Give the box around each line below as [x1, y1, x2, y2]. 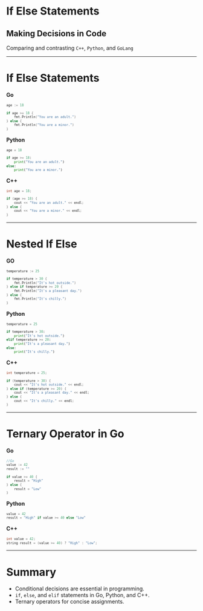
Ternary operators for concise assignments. [14, 598, 124, 606]
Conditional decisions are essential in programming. [14, 585, 145, 592]
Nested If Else [6, 237, 77, 250]
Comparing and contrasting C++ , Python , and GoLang [6, 44, 134, 51]
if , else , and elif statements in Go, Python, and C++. [14, 592, 150, 599]
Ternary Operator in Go [6, 427, 125, 441]
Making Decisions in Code [6, 28, 107, 39]
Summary [6, 565, 56, 579]
